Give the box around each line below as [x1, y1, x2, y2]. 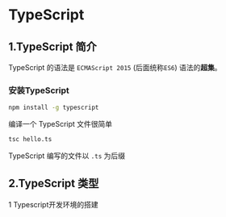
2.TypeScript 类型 [8, 177, 99, 190]
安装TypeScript [8, 85, 70, 96]
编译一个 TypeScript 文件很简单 [8, 119, 113, 129]
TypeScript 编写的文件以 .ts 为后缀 [8, 151, 125, 161]
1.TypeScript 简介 [8, 40, 97, 53]
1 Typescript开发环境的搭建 [8, 199, 98, 209]
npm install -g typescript [8, 103, 99, 112]
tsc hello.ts [8, 136, 52, 144]
